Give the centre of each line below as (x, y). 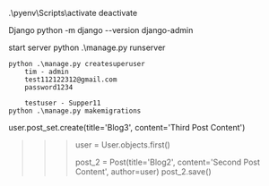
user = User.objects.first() (123, 145)
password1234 (49, 88)
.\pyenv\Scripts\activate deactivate (73, 13)
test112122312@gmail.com (71, 80)
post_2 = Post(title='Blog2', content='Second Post (168, 162)
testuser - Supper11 (63, 103)
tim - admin (47, 72)
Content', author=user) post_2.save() (143, 172)
